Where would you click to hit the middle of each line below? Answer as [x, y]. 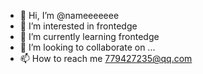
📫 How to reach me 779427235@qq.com [106, 58]
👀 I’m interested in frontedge [78, 26]
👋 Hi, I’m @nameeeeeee [69, 15]
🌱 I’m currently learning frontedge [89, 36]
